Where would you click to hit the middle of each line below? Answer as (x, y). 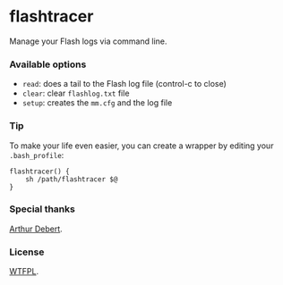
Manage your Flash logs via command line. (88, 41)
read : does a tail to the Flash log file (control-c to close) (124, 84)
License (27, 252)
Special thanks (43, 209)
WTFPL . (24, 272)
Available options (48, 64)
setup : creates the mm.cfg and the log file (97, 103)
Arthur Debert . (36, 229)
